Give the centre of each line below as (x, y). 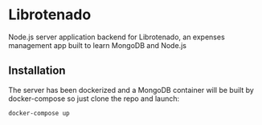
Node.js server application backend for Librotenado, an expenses (117, 37)
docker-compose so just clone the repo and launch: (94, 99)
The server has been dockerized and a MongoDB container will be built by (131, 90)
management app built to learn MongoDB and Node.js (98, 45)
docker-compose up (39, 113)
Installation (37, 71)
